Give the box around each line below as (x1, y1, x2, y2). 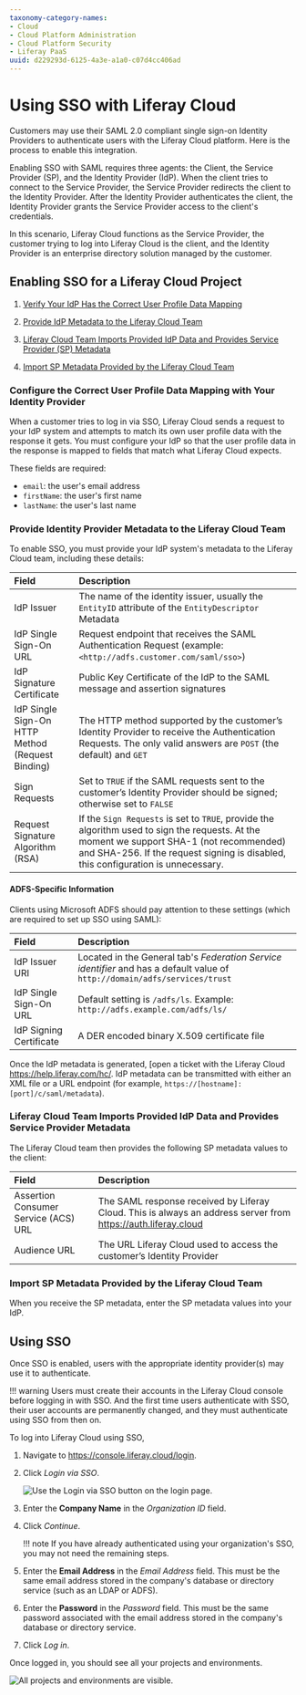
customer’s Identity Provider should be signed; (78, 786, 278, 799)
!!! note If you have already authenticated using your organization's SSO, (22, 1538, 294, 1549)
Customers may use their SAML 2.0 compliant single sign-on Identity (9, 125, 268, 136)
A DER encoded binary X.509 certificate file (76, 1029, 265, 1042)
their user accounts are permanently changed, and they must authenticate (9, 1404, 289, 1415)
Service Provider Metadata (9, 1121, 131, 1134)
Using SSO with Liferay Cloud (9, 95, 237, 116)
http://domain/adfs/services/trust (76, 973, 232, 983)
